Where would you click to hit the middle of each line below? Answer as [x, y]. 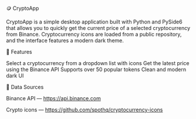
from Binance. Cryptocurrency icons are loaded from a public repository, [94, 34]
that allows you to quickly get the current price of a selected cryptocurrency [98, 28]
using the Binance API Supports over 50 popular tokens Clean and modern [96, 69]
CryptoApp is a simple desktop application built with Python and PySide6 [94, 22]
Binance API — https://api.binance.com [53, 98]
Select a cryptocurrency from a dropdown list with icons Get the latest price [98, 63]
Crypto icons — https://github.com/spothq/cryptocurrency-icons [85, 110]
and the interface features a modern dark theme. [65, 40]
